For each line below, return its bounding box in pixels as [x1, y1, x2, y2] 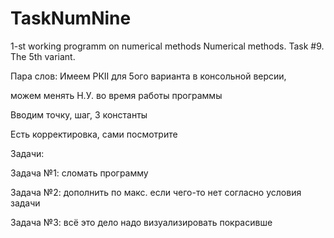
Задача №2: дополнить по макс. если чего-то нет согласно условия [10, 186, 302, 198]
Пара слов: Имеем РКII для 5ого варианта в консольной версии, [10, 70, 287, 82]
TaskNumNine [10, 7, 132, 30]
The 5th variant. [10, 50, 76, 62]
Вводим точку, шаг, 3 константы [10, 108, 148, 121]
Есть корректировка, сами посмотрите [10, 128, 178, 140]
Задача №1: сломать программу [10, 167, 149, 179]
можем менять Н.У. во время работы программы [10, 89, 223, 101]
